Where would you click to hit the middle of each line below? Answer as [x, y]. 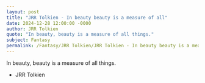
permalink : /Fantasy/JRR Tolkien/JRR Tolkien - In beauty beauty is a [98, 46]
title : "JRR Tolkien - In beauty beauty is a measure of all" [87, 18]
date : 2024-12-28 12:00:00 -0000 [49, 23]
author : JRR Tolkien [33, 29]
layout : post [23, 12]
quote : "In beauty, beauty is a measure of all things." [80, 35]
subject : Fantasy [28, 40]
